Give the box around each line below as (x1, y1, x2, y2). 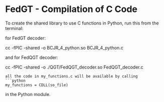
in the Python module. (5, 91, 51, 97)
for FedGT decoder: (5, 35, 46, 41)
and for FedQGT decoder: (5, 54, 59, 60)
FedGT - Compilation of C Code (5, 3, 138, 15)
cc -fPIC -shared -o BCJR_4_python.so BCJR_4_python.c (5, 44, 124, 50)
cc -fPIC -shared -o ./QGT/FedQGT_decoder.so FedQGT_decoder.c (5, 64, 143, 70)
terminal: (5, 25, 24, 31)
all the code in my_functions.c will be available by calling (5, 73, 138, 78)
